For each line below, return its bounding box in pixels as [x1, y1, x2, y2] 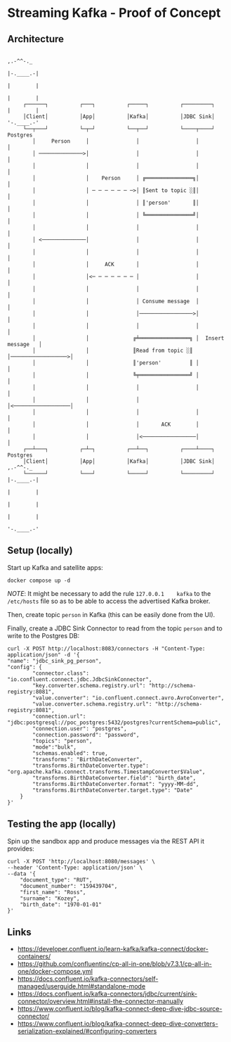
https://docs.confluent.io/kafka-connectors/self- [17, 974, 159, 983]
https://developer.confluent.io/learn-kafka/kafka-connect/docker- [17, 945, 209, 953]
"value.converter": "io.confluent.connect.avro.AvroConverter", [32, 694, 225, 701]
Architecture [7, 33, 65, 45]
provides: [7, 844, 35, 853]
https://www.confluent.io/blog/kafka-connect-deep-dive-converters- [17, 1019, 219, 1028]
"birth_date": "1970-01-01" [20, 901, 102, 908]
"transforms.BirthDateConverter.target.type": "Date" [32, 787, 193, 794]
